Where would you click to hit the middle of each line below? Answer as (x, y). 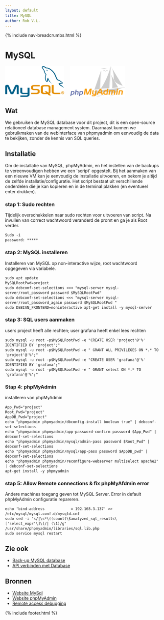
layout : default (22, 10)
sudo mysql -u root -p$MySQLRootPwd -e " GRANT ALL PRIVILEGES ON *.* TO (82, 350)
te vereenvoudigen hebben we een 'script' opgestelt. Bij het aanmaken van (81, 171)
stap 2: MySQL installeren (36, 252)
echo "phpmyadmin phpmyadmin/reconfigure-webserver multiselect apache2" (82, 461)
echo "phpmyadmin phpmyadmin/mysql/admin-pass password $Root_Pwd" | (78, 442)
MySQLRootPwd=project (27, 283)
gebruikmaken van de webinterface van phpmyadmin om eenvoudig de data (82, 133)
